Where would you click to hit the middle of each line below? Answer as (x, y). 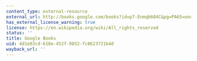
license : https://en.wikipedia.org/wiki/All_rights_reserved (82, 28)
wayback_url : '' (26, 49)
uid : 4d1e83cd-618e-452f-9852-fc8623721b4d (60, 44)
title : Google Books (31, 38)
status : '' (19, 33)
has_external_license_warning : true (51, 22)
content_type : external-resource (47, 11)
